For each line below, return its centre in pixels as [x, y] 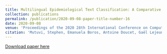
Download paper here [27, 46]
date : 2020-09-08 [23, 23]
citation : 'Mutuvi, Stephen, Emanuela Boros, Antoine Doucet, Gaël [77, 32]
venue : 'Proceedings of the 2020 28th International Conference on [77, 28]
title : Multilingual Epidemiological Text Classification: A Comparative [83, 10]
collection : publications [32, 14]
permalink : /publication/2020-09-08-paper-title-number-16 [68, 19]
